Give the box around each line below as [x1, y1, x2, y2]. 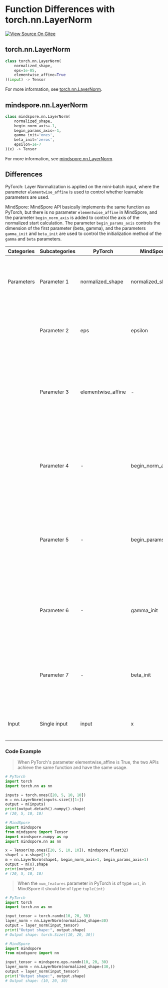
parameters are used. [5, 194, 49, 200]
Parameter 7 [39, 671, 69, 678]
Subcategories [39, 248, 76, 255]
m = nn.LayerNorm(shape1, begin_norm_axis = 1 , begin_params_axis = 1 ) [5, 857, 149, 862]
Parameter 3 [39, 388, 69, 395]
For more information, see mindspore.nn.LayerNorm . [5, 155, 114, 161]
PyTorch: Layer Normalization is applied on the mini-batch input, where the [5, 183, 159, 189]
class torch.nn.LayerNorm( [5, 59, 61, 64]
